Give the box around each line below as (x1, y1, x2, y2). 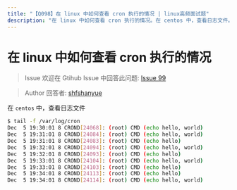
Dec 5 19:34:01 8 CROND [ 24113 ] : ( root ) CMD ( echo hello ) (7, 170, 181, 177)
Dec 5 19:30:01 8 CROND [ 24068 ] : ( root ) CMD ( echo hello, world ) (7, 125, 204, 132)
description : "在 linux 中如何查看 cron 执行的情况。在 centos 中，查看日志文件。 (7, 17, 234, 24)
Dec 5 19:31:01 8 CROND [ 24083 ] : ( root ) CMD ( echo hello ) (7, 138, 181, 145)
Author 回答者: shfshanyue (24, 89, 102, 97)
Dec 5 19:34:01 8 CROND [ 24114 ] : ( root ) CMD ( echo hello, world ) (7, 177, 204, 184)
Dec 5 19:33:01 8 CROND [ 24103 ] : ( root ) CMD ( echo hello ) (7, 163, 181, 171)
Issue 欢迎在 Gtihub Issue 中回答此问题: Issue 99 (24, 74, 166, 82)
